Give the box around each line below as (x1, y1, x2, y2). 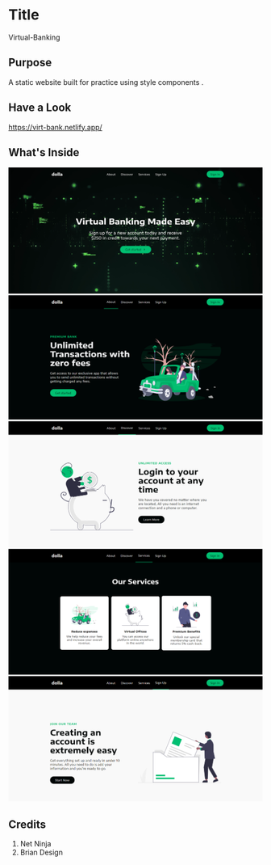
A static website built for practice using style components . (8, 77, 204, 86)
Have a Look (8, 101, 72, 115)
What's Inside (8, 146, 80, 159)
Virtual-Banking (8, 32, 60, 42)
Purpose (8, 56, 52, 70)
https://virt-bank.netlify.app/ (8, 122, 102, 132)
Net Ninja (19, 839, 52, 849)
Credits (8, 817, 47, 831)
